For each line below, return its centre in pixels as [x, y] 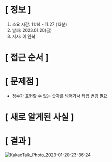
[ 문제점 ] [22, 81]
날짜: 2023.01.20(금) [32, 30]
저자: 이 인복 [24, 36]
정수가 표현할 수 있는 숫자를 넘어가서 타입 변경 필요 [60, 96]
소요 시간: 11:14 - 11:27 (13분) [39, 24]
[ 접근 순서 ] [27, 58]
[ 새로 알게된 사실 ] [39, 117]
